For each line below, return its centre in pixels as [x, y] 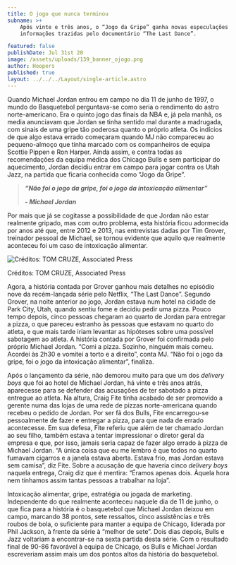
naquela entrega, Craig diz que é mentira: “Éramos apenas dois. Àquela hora [118, 472]
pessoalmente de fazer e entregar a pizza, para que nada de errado [106, 420]
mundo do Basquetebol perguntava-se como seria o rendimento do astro [113, 107]
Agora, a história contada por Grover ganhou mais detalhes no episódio [111, 286]
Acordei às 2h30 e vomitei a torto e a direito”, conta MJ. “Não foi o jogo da [115, 354]
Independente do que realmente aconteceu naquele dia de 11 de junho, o [113, 501]
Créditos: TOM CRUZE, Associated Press [67, 273]
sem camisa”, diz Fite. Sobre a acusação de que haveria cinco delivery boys [117, 465]
